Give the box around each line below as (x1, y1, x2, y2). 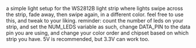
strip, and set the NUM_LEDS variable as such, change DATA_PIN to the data (6, 23, 191, 30)
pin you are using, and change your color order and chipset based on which (6, 29, 189, 36)
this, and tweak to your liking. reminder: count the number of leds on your (6, 17, 184, 24)
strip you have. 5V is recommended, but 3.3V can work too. (6, 36, 150, 42)
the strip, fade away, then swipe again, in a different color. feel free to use (6, 11, 184, 18)
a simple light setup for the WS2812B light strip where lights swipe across (6, 5, 183, 12)
